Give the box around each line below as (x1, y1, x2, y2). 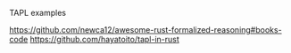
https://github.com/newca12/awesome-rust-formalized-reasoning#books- (9, 25, 283, 34)
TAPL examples (9, 8, 67, 18)
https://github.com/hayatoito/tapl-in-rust (29, 34, 180, 44)
